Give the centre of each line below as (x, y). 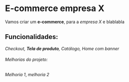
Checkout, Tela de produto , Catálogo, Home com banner (62, 48)
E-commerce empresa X (55, 8)
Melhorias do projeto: (26, 60)
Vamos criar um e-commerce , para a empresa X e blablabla (65, 22)
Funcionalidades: (32, 37)
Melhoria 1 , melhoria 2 (27, 74)
